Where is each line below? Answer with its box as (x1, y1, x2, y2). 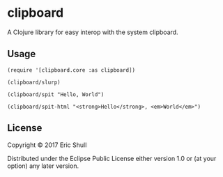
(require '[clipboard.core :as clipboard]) (7, 66, 136, 74)
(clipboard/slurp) (7, 79, 61, 86)
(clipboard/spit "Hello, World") (7, 91, 105, 98)
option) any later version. (7, 162, 79, 170)
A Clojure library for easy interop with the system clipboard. (7, 28, 179, 36)
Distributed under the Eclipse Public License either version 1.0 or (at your (7, 154, 217, 162)
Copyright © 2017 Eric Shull (7, 141, 87, 149)
